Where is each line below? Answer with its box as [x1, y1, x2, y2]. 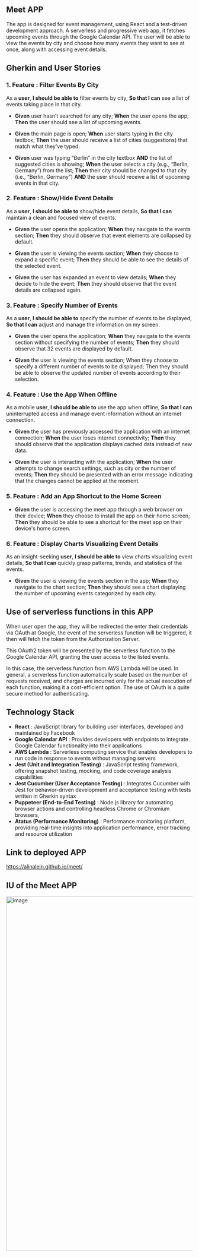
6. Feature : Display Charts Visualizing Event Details [6, 539, 159, 548]
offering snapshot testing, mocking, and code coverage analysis [14, 767, 172, 774]
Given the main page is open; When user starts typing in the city [14, 130, 174, 137]
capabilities [14, 773, 43, 781]
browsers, [14, 811, 40, 819]
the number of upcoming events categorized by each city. [14, 589, 156, 596]
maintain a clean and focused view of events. [6, 214, 117, 221]
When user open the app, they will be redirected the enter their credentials [6, 623, 188, 630]
